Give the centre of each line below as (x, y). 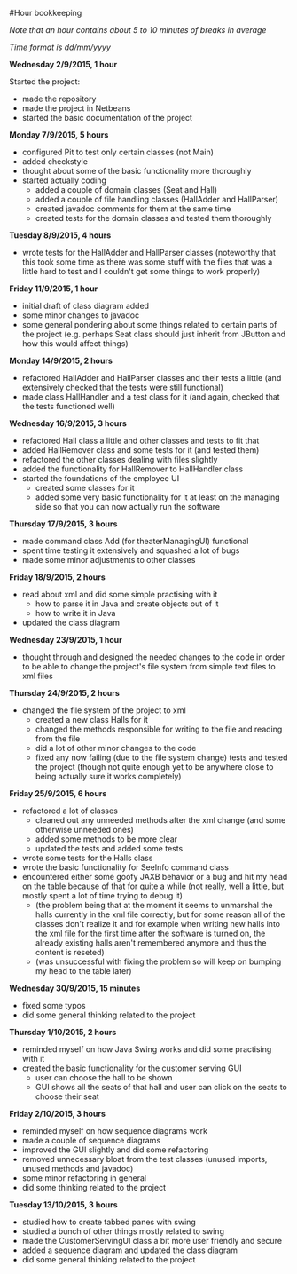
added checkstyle (55, 162)
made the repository (59, 99)
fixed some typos (54, 1005)
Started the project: (45, 82)
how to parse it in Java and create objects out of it (127, 604)
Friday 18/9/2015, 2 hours (58, 577)
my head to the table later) (83, 971)
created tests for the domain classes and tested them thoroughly (153, 218)
